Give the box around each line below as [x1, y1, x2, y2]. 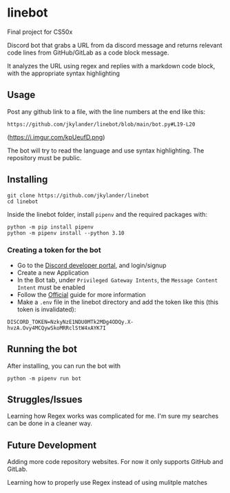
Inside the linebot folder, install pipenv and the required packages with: [7, 210, 208, 218]
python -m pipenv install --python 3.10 [7, 229, 125, 236]
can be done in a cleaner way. [7, 419, 93, 427]
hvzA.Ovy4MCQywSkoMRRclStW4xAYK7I [7, 325, 107, 331]
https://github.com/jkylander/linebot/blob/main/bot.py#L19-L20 [7, 121, 196, 128]
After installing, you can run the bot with [7, 361, 121, 370]
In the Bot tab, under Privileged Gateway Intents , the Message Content [17, 275, 218, 284]
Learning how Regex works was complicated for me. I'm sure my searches [7, 412, 219, 420]
